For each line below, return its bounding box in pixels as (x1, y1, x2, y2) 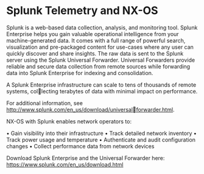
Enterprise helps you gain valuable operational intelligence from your (6, 30, 179, 37)
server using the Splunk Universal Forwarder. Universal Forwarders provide (6, 56, 195, 63)
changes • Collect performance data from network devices (6, 142, 155, 150)
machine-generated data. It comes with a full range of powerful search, (6, 37, 186, 44)
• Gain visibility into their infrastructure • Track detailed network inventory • (6, 129, 197, 137)
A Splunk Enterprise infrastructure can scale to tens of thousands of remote (6, 81, 197, 89)
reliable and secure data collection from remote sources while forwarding (6, 62, 191, 70)
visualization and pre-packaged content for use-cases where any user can (6, 43, 194, 51)
